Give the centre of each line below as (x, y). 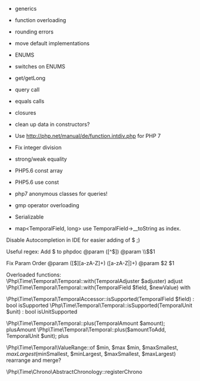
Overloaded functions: (34, 275)
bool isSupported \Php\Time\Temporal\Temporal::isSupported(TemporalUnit (99, 305)
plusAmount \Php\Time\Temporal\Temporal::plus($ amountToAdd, (86, 330)
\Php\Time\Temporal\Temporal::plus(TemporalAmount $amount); (86, 323)
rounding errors (34, 32)
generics (26, 9)
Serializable (29, 217)
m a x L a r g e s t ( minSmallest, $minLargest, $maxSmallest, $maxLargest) (91, 354)
